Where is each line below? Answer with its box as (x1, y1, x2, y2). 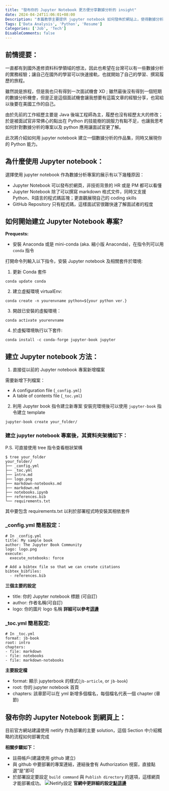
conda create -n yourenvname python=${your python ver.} (5, 298, 127, 303)
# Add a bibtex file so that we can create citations (5, 564, 121, 569)
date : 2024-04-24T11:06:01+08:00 (5, 12, 75, 17)
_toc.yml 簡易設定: (5, 619, 50, 626)
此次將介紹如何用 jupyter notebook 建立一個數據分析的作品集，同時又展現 (5, 134, 158, 141)
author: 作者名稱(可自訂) (12, 599, 63, 605)
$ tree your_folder (5, 454, 46, 459)
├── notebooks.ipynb (5, 490, 49, 495)
